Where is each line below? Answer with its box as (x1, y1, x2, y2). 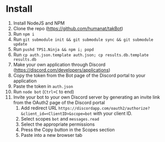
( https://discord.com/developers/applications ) (13, 67, 110, 73)
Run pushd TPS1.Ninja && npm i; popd (13, 46, 94, 52)
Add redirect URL (20, 105, 58, 111)
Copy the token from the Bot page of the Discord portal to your (13, 72, 146, 78)
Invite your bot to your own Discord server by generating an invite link (13, 94, 160, 100)
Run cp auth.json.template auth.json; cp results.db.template (13, 52, 149, 58)
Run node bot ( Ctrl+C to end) (13, 88, 75, 94)
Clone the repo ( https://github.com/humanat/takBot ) (13, 25, 124, 31)
